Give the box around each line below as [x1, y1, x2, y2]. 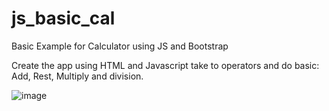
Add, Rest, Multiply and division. [11, 70, 144, 82]
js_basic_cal [11, 7, 116, 30]
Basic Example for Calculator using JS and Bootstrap [11, 40, 229, 52]
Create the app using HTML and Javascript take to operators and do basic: [11, 59, 320, 71]
